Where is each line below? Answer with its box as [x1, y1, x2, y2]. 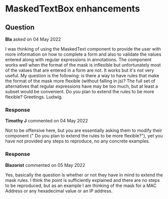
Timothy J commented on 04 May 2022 [5, 118, 88, 124]
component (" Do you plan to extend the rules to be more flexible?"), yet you [5, 133, 163, 139]
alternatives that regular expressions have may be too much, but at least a [5, 83, 158, 89]
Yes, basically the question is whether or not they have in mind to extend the [5, 171, 163, 178]
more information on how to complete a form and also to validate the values [5, 51, 161, 57]
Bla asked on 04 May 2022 [5, 36, 61, 42]
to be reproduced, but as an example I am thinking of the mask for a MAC [5, 182, 157, 188]
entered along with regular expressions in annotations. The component [5, 57, 152, 63]
